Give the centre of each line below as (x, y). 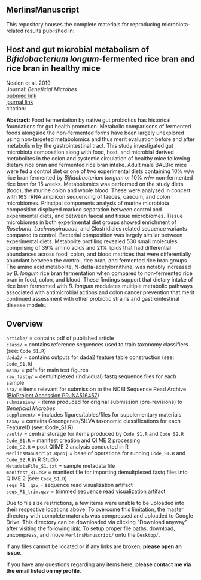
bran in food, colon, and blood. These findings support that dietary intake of (100, 279)
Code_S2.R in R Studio (32, 459)
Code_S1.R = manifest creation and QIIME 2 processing (73, 440)
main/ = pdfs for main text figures (47, 370)
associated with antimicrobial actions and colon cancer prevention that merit (100, 292)
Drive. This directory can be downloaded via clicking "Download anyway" (97, 522)
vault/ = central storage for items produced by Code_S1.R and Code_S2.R (95, 434)
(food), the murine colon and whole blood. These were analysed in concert (98, 190)
